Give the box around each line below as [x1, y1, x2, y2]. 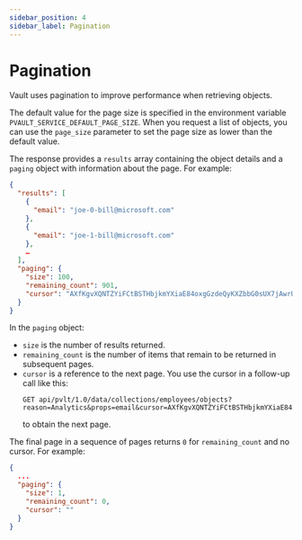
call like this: [22, 378, 69, 389]
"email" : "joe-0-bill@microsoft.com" [32, 206, 175, 215]
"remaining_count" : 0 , [25, 497, 111, 506]
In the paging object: [9, 322, 84, 333]
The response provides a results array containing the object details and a [9, 154, 283, 165]
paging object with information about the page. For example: [9, 163, 232, 174]
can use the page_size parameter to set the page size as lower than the [9, 127, 272, 138]
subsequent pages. [22, 359, 94, 370]
